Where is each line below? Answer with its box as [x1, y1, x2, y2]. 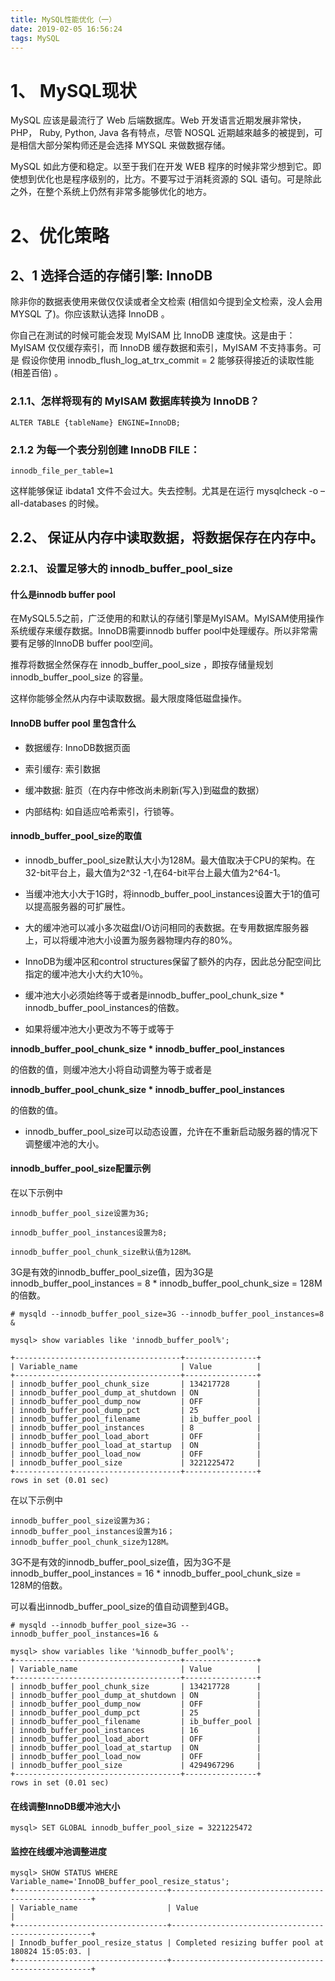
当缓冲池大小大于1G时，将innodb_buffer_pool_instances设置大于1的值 [24, 887, 312, 900]
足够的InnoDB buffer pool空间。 [27, 637, 159, 650]
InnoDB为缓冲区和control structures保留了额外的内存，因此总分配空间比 [24, 955, 322, 967]
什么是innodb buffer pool [10, 588, 116, 600]
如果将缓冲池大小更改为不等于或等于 [24, 1022, 175, 1035]
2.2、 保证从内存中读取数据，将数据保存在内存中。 [10, 529, 324, 546]
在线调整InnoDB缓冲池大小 [10, 1800, 121, 1812]
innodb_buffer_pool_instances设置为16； [10, 1527, 175, 1537]
